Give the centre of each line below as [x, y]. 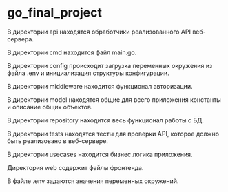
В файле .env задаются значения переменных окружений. [93, 181]
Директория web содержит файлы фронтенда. [75, 167]
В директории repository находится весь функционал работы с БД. [106, 120]
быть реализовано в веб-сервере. [58, 141]
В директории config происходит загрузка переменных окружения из [110, 65]
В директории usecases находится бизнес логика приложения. [100, 154]
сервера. [21, 39]
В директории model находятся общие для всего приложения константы [114, 99]
